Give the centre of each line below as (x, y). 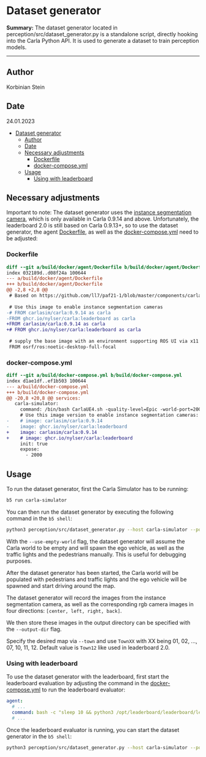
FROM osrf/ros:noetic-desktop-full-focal (63, 347)
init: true (34, 444)
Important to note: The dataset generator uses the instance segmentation (99, 213)
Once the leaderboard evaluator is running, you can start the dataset (93, 729)
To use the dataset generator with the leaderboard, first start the (88, 677)
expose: (30, 449)
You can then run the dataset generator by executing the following (90, 512)
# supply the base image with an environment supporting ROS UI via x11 (104, 341)
